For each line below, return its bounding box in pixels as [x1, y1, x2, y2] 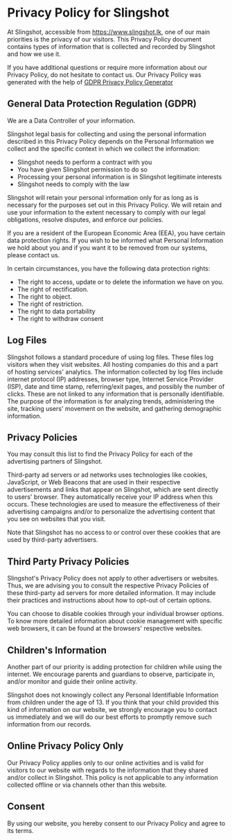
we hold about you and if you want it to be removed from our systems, [7, 244, 208, 252]
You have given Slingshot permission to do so [17, 165, 148, 174]
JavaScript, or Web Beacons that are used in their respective [7, 478, 181, 486]
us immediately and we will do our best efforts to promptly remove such [7, 713, 213, 721]
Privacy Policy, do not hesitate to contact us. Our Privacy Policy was [7, 71, 202, 79]
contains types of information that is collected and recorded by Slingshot [7, 42, 215, 51]
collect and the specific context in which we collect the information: [7, 144, 201, 153]
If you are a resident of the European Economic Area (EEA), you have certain [7, 228, 226, 237]
